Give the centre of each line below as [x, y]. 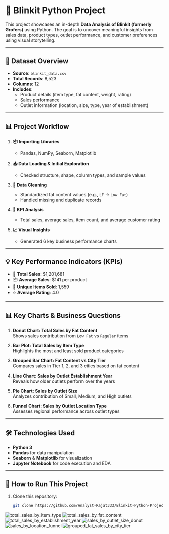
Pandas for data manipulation [43, 453]
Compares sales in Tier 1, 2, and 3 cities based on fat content [76, 366]
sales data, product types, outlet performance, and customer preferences [81, 35]
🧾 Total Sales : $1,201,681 [38, 274]
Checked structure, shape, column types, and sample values [83, 175]
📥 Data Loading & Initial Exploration [51, 163]
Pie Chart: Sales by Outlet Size [45, 391]
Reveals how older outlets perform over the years [64, 381]
